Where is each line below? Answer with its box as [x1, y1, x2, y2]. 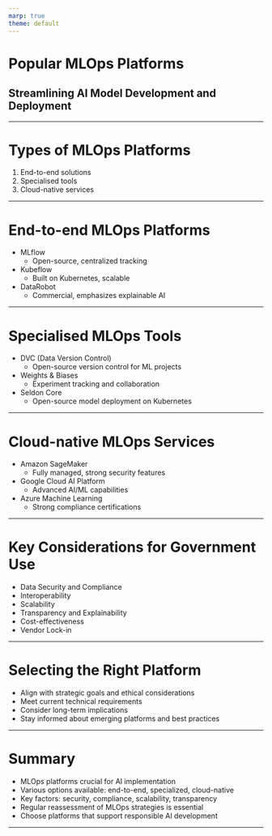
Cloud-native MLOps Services [8, 433, 215, 450]
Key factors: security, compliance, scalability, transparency [19, 794, 218, 804]
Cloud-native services [19, 185, 95, 194]
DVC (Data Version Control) [19, 353, 112, 363]
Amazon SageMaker [19, 459, 88, 469]
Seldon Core [19, 388, 62, 398]
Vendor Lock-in [19, 625, 72, 635]
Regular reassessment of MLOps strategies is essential [19, 803, 204, 813]
